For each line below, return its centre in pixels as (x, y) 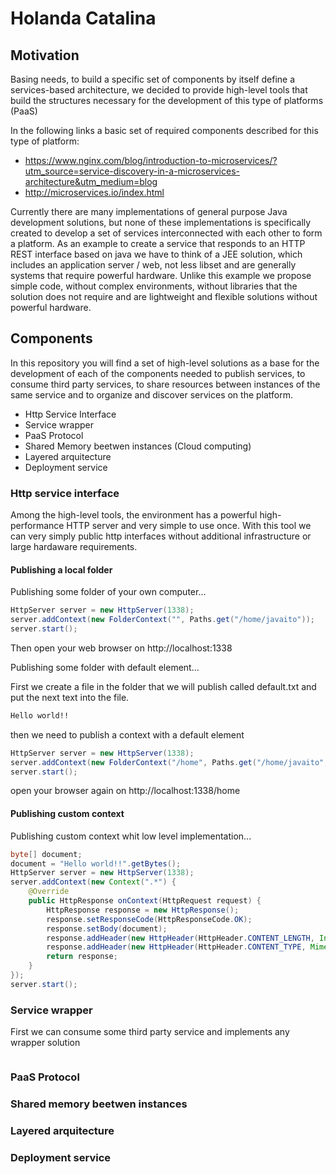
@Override (49, 892)
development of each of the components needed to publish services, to (158, 373)
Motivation (45, 55)
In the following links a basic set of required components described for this (164, 130)
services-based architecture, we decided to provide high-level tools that (159, 90)
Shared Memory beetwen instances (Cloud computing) (138, 446)
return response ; (82, 957)
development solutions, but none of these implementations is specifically (161, 222)
